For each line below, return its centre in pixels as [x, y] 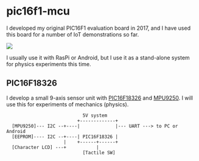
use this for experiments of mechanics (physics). [68, 104]
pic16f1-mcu [38, 11]
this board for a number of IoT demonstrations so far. [73, 34]
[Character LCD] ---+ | [55, 147]
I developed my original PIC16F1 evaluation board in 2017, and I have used [98, 28]
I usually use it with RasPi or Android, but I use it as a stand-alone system [98, 57]
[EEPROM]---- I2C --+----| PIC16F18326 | [65, 137]
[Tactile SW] [99, 152]
